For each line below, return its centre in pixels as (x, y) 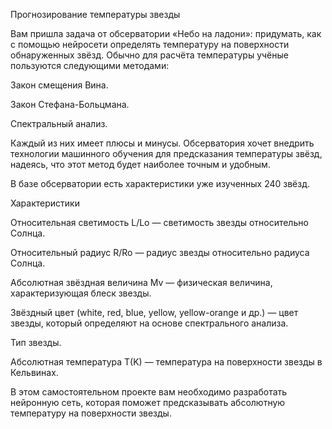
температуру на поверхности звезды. (91, 413)
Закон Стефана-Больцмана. (70, 104)
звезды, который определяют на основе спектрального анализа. (149, 323)
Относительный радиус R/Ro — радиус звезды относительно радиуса (160, 252)
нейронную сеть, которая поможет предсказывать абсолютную (148, 402)
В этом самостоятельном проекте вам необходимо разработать (149, 392)
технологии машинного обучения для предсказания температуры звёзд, (166, 153)
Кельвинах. (34, 372)
